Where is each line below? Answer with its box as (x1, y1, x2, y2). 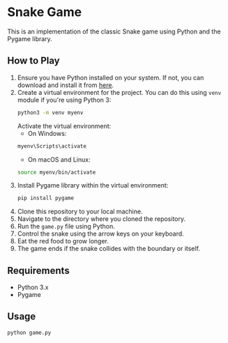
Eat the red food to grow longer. (17, 237, 109, 245)
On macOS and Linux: (27, 155, 91, 164)
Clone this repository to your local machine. (17, 207, 143, 216)
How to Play (7, 55, 61, 67)
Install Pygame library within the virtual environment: (17, 181, 169, 190)
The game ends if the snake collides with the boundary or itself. (17, 245, 201, 253)
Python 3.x (17, 283, 49, 291)
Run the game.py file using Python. (17, 222, 115, 231)
